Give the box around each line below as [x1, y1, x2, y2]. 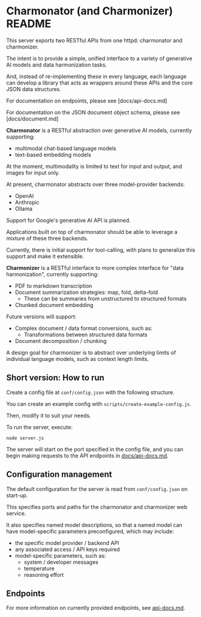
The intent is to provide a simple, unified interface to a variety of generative [6, 55, 193, 62]
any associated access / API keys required [14, 546, 120, 553]
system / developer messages [23, 558, 99, 565]
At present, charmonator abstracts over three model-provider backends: [6, 180, 185, 188]
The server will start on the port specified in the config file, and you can [6, 446, 184, 453]
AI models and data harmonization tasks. [6, 61, 107, 68]
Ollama [14, 205, 33, 212]
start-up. [6, 492, 28, 499]
